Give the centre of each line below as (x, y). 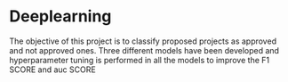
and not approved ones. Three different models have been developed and (144, 50)
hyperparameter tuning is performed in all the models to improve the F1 (139, 60)
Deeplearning (60, 16)
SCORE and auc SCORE (52, 70)
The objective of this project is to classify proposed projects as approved (143, 41)
